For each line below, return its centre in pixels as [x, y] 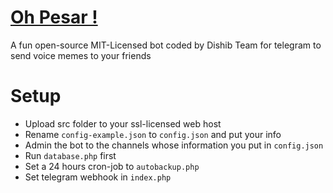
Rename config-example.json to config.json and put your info [153, 134]
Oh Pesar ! [54, 17]
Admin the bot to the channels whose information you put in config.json [174, 145]
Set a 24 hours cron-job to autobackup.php [112, 166]
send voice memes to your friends [81, 55]
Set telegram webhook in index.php [98, 177]
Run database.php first [70, 155]
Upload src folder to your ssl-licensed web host [123, 123]
